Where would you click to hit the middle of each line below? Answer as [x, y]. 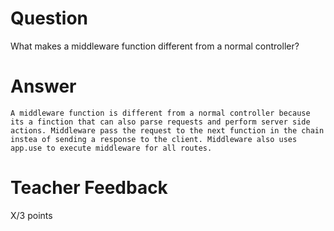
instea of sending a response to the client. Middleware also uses [154, 139]
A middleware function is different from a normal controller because [160, 113]
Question [49, 18]
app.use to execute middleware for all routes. [111, 148]
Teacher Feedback [89, 188]
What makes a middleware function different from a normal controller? [155, 46]
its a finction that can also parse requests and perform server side [160, 122]
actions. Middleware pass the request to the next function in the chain [167, 130]
